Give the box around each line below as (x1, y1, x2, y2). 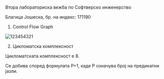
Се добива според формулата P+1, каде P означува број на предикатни (5, 63, 159, 68)
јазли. (5, 68, 18, 74)
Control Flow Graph (12, 24, 53, 30)
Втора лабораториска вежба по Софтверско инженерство (5, 5, 132, 10)
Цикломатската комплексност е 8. (5, 53, 80, 59)
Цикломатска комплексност (12, 43, 74, 49)
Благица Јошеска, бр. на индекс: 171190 (5, 14, 91, 20)
